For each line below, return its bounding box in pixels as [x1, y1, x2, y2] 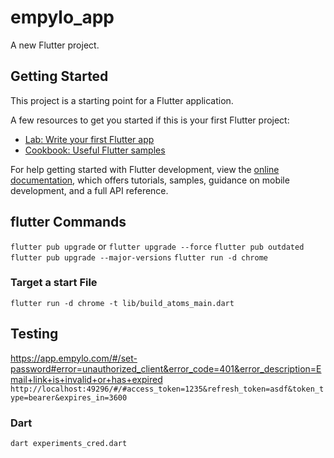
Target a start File [10, 276, 98, 290]
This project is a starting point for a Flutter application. [10, 94, 234, 106]
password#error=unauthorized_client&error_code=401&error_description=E [10, 362, 322, 375]
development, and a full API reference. [10, 184, 169, 196]
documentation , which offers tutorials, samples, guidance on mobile [10, 174, 290, 186]
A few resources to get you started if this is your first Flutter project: [10, 114, 290, 126]
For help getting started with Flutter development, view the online [10, 163, 280, 175]
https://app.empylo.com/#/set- [10, 352, 138, 364]
